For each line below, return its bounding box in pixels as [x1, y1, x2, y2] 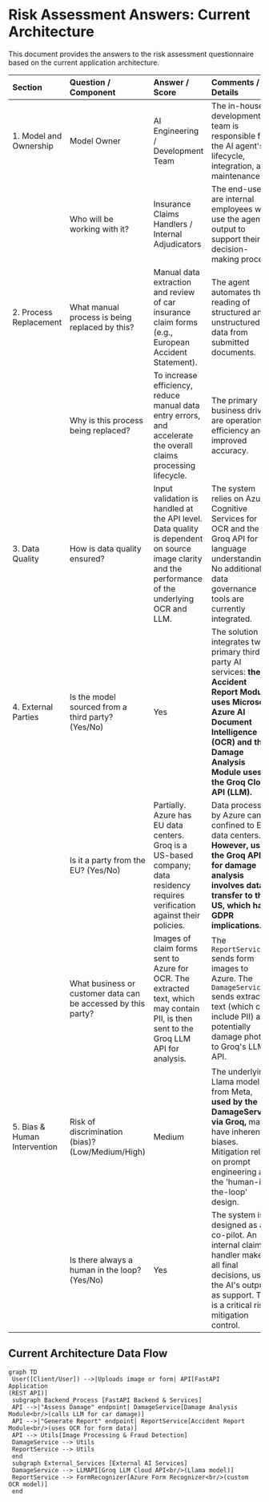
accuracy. [211, 445, 249, 456]
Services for [211, 513, 258, 524]
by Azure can [211, 810, 262, 821]
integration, [211, 160, 255, 172]
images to [211, 963, 249, 974]
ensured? [69, 553, 106, 564]
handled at [153, 503, 194, 514]
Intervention [12, 1141, 58, 1152]
